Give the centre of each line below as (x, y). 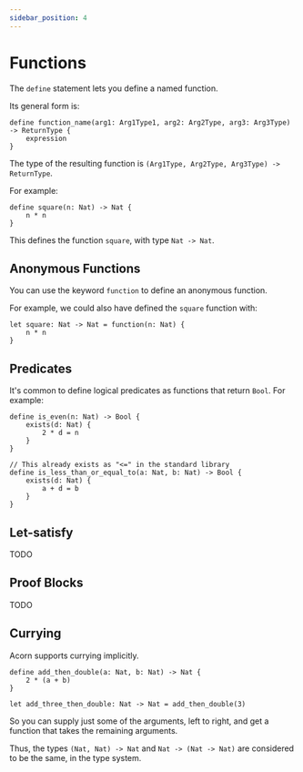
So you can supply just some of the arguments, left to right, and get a (139, 721)
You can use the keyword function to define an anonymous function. (139, 290)
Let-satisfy (41, 532)
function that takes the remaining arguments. (94, 730)
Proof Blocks (46, 583)
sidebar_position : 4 (49, 18)
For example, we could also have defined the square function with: (133, 308)
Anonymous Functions (75, 268)
